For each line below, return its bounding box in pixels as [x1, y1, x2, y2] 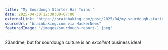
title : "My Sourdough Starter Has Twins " [5, 7, 95, 12]
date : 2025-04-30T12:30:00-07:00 [5, 12, 75, 17]
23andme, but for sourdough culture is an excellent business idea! [5, 39, 141, 45]
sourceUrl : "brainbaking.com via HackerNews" [5, 21, 101, 26]
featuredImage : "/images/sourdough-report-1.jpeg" [5, 26, 113, 31]
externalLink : [5, 16, 35, 21]
